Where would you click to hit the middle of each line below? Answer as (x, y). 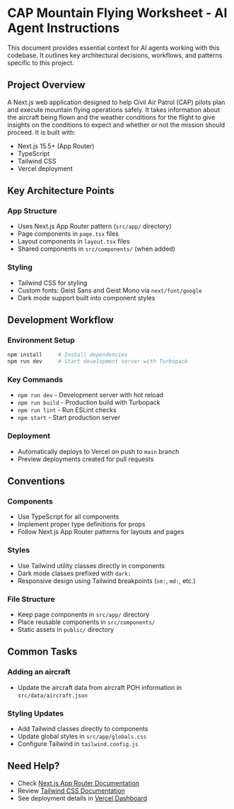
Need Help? (34, 766)
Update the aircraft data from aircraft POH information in (100, 687)
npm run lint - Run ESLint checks (67, 410)
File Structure (31, 599)
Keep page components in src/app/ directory (83, 615)
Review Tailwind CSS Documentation (71, 791)
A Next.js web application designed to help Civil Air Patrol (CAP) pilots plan (116, 102)
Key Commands (35, 380)
